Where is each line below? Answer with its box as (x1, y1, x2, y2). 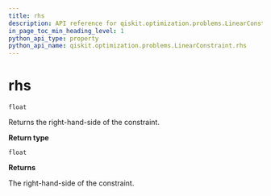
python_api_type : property (8, 34, 99, 43)
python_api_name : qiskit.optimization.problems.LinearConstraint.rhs (8, 42, 248, 50)
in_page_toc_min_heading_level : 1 (8, 27, 125, 35)
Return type (8, 133, 50, 143)
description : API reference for (8, 19, 117, 27)
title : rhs (8, 11, 45, 20)
